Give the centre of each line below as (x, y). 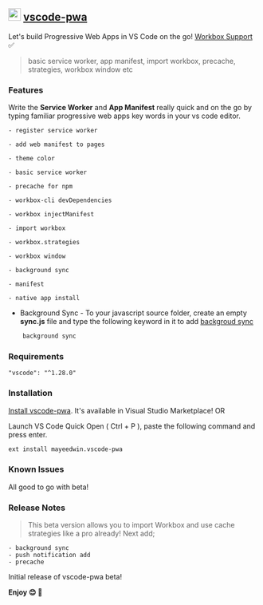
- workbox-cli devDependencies (60, 200)
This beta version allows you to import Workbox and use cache (131, 525)
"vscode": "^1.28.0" (43, 373)
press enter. (28, 434)
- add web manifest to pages (57, 144)
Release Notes (37, 508)
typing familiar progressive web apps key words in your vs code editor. (124, 116)
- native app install (44, 299)
